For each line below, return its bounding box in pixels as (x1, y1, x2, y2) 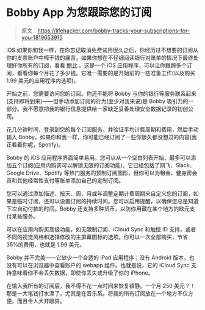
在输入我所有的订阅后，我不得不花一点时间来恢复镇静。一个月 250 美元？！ (6, 282, 196, 289)
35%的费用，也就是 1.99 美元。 (6, 240, 85, 248)
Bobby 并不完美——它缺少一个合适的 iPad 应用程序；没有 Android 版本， (6, 254, 189, 261)
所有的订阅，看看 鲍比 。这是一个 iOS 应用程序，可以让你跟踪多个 (22, 62, 187, 69)
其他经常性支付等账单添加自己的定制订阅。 (16, 176, 124, 184)
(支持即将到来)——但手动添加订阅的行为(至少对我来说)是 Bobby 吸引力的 (6, 97, 189, 104)
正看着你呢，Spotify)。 (6, 141, 64, 148)
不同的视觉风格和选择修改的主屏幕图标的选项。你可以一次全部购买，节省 (6, 233, 188, 240)
